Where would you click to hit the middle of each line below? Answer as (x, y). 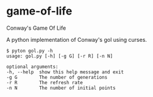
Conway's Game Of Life (36, 28)
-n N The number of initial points (61, 88)
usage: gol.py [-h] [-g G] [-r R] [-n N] (60, 56)
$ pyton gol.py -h (30, 51)
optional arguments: (33, 67)
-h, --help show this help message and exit (65, 72)
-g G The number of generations (57, 77)
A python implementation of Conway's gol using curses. (77, 39)
